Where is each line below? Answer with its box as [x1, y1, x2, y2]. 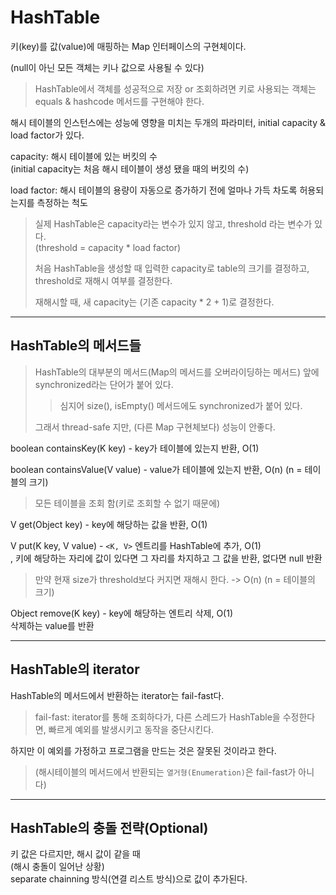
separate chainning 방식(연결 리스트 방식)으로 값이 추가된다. [10, 873, 248, 885]
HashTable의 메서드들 [10, 337, 142, 355]
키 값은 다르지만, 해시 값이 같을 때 [10, 848, 141, 860]
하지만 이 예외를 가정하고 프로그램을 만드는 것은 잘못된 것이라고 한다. [10, 744, 277, 756]
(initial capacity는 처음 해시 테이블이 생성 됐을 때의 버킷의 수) [10, 162, 250, 175]
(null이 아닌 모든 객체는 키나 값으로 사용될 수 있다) [10, 61, 205, 73]
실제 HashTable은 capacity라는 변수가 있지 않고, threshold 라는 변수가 [34, 217, 313, 230]
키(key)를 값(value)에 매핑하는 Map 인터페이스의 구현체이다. [10, 40, 247, 52]
